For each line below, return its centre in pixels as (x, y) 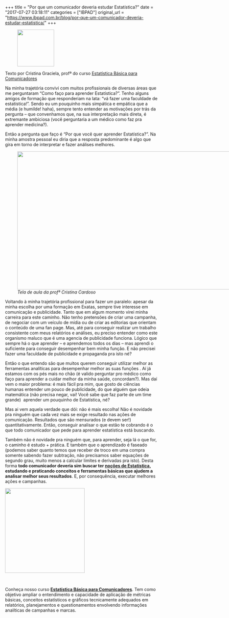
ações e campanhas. (26, 481)
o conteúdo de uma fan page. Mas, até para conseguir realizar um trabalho (81, 328)
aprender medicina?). (27, 124)
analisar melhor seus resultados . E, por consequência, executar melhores (80, 476)
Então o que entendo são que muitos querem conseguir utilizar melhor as (79, 363)
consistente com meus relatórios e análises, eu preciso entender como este (81, 333)
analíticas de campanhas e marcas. (41, 610)
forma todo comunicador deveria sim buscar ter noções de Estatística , (78, 466)
